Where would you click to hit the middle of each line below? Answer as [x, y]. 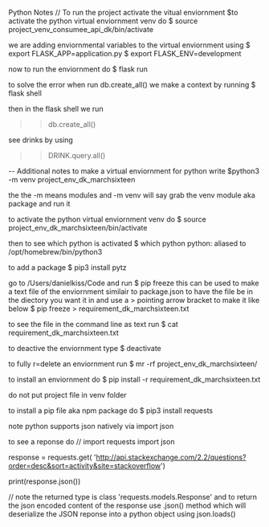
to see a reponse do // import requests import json [92, 441]
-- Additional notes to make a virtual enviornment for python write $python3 [134, 171]
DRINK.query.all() [77, 155]
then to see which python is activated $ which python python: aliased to [127, 243]
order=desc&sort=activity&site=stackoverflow [85, 466]
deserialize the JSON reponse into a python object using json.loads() [122, 514]
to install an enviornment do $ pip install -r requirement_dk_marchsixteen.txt [134, 379]
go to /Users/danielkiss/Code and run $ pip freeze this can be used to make [134, 283]
